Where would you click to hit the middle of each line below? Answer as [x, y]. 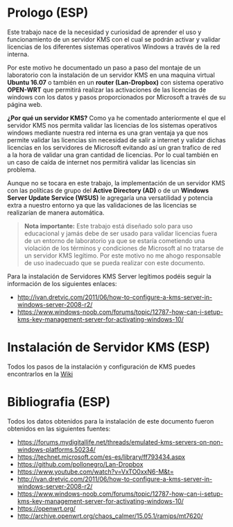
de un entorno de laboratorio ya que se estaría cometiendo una [114, 240]
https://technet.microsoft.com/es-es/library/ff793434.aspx [101, 457]
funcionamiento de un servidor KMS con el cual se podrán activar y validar [114, 39]
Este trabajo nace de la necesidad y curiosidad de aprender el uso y [104, 32]
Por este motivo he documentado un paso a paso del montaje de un [104, 67]
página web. [25, 104]
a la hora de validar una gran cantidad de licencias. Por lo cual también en [113, 155]
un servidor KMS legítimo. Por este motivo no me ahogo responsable [122, 256]
